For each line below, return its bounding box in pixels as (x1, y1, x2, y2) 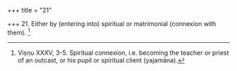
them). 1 (7, 27, 30, 37)
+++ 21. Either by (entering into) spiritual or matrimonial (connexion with (7, 20, 217, 27)
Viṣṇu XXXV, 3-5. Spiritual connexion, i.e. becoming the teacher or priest (17, 49, 229, 57)
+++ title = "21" (7, 6, 52, 14)
